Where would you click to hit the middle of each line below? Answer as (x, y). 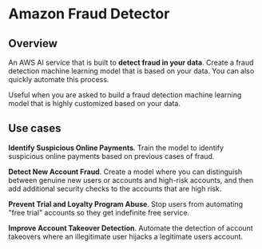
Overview (33, 43)
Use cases (35, 128)
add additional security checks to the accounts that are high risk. (115, 188)
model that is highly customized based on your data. (95, 103)
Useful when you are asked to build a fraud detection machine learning (125, 95)
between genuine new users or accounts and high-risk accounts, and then (131, 180)
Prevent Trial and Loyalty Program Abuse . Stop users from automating (126, 204)
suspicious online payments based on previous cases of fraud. (111, 156)
